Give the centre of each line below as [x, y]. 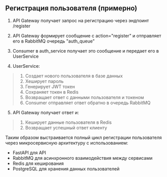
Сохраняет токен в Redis [52, 92]
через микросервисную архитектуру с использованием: [67, 143]
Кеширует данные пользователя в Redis [69, 122]
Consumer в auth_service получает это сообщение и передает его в [86, 51]
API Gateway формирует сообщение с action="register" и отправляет [87, 35]
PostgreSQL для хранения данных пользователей [66, 168]
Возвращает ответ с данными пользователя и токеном [85, 97]
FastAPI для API [29, 152]
